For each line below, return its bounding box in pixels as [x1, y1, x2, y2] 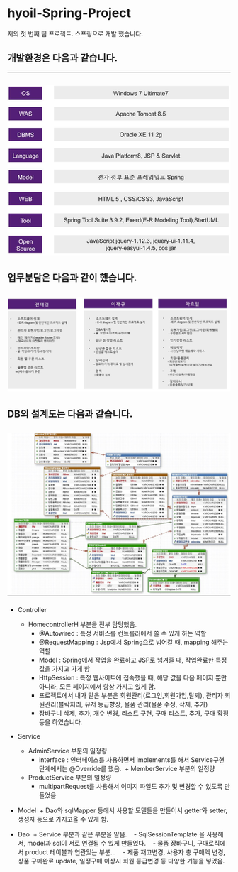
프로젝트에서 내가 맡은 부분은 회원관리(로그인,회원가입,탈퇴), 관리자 [38, 691, 223, 700]
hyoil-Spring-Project [7, 5, 132, 21]
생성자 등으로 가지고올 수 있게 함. [17, 815, 108, 824]
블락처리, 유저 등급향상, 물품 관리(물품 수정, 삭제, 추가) [58, 700, 208, 709]
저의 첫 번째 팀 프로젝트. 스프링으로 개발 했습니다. [7, 29, 144, 38]
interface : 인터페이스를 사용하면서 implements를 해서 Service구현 [38, 756, 225, 764]
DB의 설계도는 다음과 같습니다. [7, 408, 133, 420]
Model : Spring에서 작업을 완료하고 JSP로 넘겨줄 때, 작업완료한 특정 [38, 655, 227, 665]
